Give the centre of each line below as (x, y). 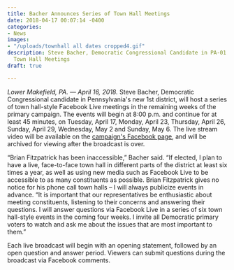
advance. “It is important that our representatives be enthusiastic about (110, 194)
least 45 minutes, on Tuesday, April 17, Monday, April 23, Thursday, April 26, (116, 121)
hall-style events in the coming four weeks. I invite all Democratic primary (113, 217)
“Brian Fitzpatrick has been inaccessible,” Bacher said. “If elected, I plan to (115, 157)
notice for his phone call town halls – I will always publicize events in (105, 187)
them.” (17, 232)
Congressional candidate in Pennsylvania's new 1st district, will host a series (117, 99)
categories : (24, 27)
